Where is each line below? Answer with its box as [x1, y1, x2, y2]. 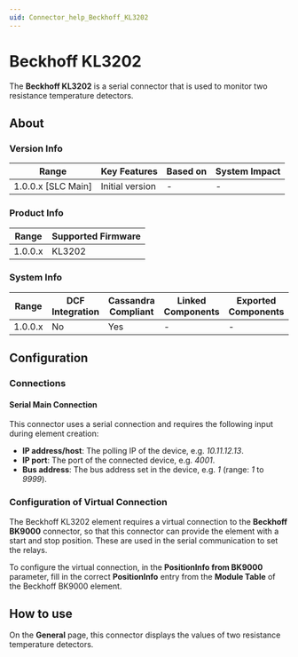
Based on [166, 165, 208, 178]
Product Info [9, 207, 64, 219]
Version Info [9, 142, 64, 154]
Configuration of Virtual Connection [9, 496, 168, 509]
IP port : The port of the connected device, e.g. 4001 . [21, 455, 216, 466]
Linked [176, 294, 207, 306]
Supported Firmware [51, 230, 142, 242]
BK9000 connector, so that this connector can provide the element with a [9, 526, 279, 536]
